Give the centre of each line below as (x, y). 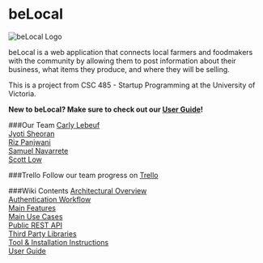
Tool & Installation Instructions (59, 242)
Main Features (32, 208)
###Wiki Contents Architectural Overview (78, 190)
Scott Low (25, 159)
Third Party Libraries (42, 233)
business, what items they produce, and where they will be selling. (119, 69)
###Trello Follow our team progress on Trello (84, 175)
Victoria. (22, 93)
